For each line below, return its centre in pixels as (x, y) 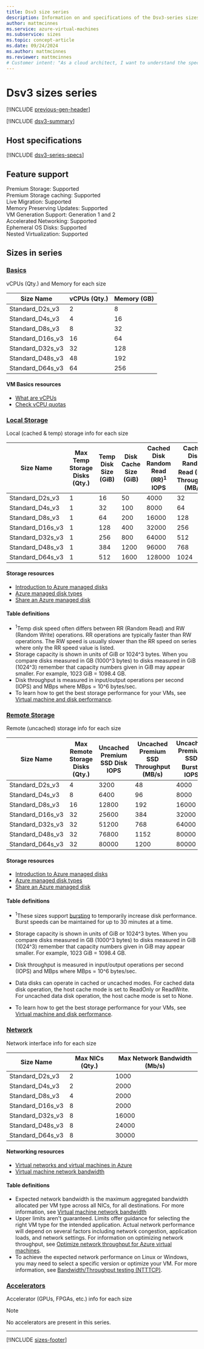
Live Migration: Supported (39, 202)
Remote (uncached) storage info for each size (64, 728)
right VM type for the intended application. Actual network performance (105, 1225)
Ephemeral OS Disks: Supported (46, 228)
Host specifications (44, 140)
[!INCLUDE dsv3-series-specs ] (45, 155)
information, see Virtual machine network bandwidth (81, 1212)
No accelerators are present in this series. (59, 1322)
